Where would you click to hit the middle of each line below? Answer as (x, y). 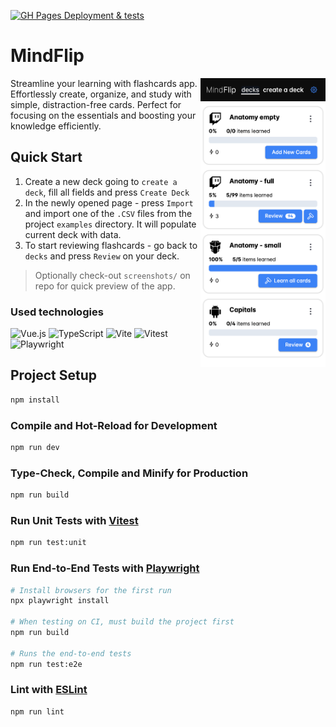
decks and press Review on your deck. (102, 256)
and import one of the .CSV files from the (108, 213)
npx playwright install (60, 601)
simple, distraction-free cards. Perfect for (96, 104)
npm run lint (37, 711)
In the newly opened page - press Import (109, 202)
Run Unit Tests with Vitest (74, 520)
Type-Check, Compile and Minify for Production (129, 473)
